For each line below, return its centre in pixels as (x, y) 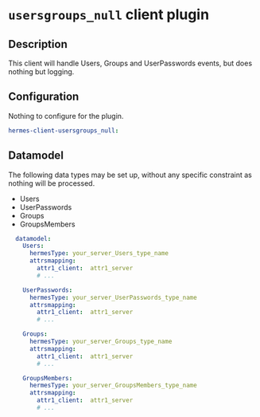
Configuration (44, 97)
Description (38, 44)
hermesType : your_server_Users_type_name (99, 254)
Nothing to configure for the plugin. (66, 116)
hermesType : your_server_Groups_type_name (101, 341)
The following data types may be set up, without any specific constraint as (130, 175)
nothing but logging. (41, 72)
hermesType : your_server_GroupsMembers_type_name (113, 386)
